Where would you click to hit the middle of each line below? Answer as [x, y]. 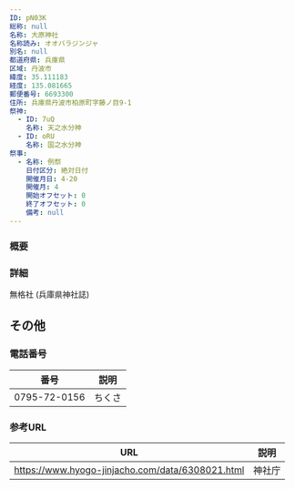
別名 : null [29, 52]
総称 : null [29, 26]
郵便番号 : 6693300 [42, 94]
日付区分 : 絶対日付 [57, 170]
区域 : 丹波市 [31, 69]
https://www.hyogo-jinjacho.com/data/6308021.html [129, 470]
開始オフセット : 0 [56, 196]
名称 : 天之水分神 [54, 128]
